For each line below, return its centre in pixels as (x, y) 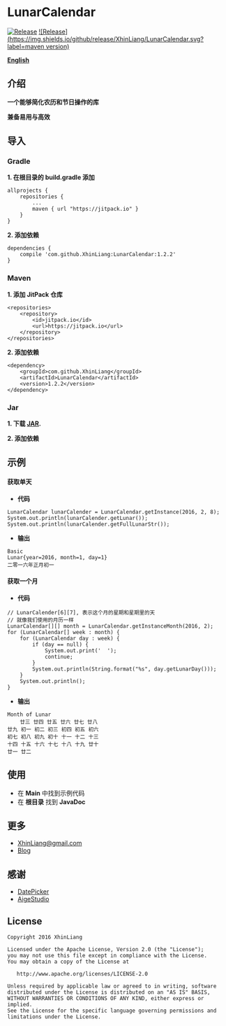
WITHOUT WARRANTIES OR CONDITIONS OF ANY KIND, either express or (106, 999)
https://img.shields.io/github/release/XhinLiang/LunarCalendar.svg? (107, 38)
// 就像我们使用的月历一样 (41, 620)
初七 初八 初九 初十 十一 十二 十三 (53, 737)
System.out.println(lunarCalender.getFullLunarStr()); (89, 524)
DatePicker (33, 892)
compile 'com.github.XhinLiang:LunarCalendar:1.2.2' (98, 255)
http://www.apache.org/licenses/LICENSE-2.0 (82, 974)
